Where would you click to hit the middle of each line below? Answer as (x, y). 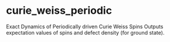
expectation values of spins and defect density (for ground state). (85, 32)
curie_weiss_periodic (59, 11)
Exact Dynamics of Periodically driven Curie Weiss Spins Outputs (85, 26)
